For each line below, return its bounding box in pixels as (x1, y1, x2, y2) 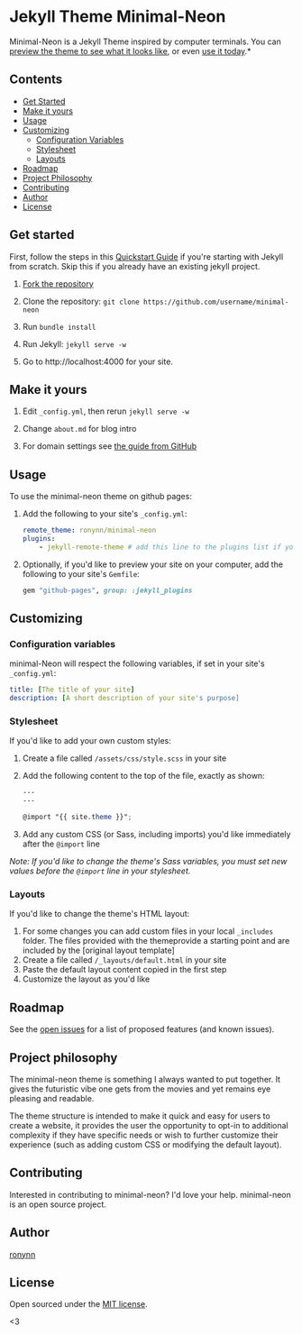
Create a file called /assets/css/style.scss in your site (22, 753, 227, 763)
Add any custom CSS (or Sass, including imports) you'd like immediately (22, 829, 291, 840)
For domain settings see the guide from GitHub (22, 441, 197, 452)
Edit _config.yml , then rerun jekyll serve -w (22, 406, 190, 416)
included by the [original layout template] (22, 945, 176, 956)
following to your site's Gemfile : (22, 568, 140, 579)
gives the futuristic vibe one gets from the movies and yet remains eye (9, 1083, 271, 1094)
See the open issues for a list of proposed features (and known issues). (9, 1024, 275, 1035)
